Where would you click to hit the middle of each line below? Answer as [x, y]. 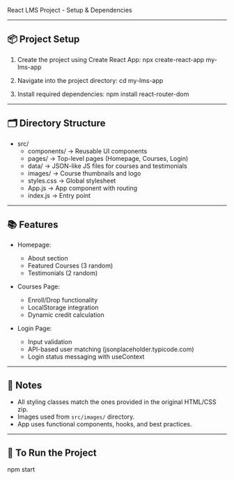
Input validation [50, 342]
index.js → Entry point [59, 195]
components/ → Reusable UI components [87, 151]
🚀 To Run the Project [52, 452]
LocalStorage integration [63, 308]
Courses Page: [39, 287]
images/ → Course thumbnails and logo [84, 173]
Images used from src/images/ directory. [76, 417]
